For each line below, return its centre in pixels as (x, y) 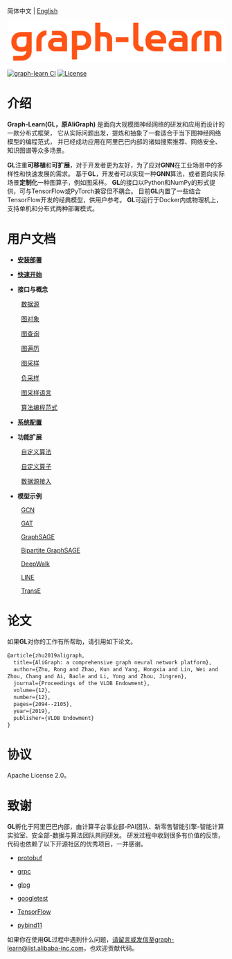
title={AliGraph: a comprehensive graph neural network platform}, (113, 662)
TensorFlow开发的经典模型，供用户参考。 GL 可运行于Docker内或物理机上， (115, 199)
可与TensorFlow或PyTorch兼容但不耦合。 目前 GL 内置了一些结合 (110, 191)
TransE (31, 591)
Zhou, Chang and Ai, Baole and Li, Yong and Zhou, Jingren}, (97, 676)
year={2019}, (32, 711)
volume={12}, (32, 690)
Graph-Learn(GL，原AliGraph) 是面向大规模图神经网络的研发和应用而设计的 (116, 124)
